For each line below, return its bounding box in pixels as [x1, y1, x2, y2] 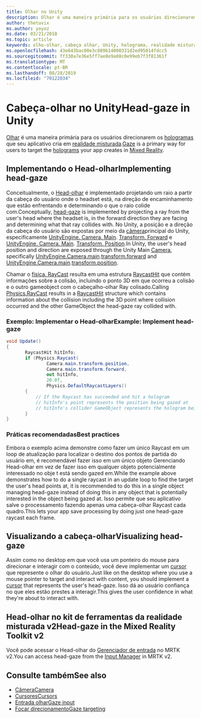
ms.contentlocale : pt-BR [6, 64, 68, 71]
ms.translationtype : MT [6, 59, 66, 65]
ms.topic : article [6, 36, 52, 42]
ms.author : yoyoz [6, 25, 50, 32]
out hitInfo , [46, 372, 79, 378]
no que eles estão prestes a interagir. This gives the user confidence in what [6, 588, 193, 595]
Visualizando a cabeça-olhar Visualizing [6, 531, 159, 541]
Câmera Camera [14, 686, 54, 693]
